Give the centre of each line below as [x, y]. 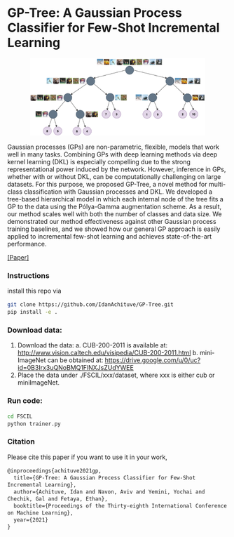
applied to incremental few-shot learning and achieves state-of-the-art [110, 237]
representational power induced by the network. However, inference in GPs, [117, 169]
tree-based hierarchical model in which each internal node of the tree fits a [116, 199]
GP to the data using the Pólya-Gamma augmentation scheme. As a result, [115, 207]
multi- [217, 185]
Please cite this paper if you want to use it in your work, [88, 457]
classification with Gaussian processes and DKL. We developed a [118, 192]
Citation [21, 442]
